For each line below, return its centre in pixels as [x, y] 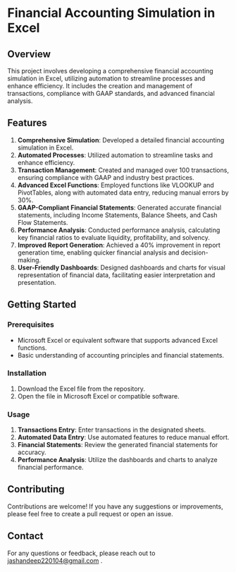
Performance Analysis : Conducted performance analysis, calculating [119, 230]
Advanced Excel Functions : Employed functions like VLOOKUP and [116, 185]
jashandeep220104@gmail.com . [55, 560]
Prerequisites [31, 324]
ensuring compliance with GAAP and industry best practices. [106, 177]
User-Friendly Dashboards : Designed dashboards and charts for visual [121, 267]
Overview [29, 54]
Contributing [36, 489]
